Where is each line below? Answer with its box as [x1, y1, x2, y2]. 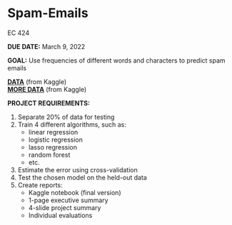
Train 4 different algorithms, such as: [17, 120, 126, 129]
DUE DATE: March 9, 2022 [7, 42, 86, 51]
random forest [28, 150, 71, 159]
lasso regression [28, 142, 77, 151]
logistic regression [28, 135, 84, 144]
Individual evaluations [28, 211, 93, 219]
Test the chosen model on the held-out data [17, 173, 148, 182]
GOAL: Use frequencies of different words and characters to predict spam [7, 56, 226, 65]
